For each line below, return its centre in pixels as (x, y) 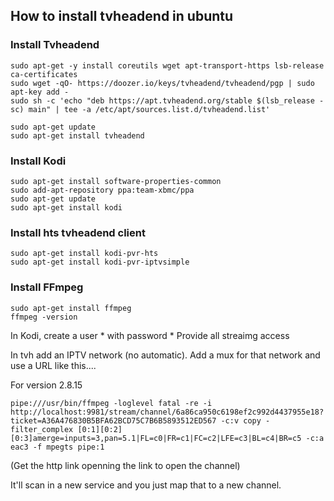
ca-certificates (44, 74)
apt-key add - (40, 92)
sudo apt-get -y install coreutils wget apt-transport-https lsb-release (167, 65)
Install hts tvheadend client (78, 232)
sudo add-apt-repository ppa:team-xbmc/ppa (102, 190)
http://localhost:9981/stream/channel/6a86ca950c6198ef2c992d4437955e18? (167, 412)
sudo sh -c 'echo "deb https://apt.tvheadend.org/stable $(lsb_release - (167, 100)
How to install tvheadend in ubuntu (122, 16)
